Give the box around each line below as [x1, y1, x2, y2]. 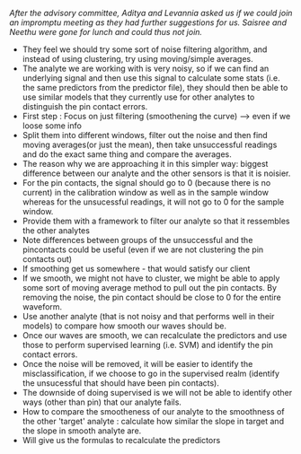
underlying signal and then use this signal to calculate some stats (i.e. [22, 73, 280, 83]
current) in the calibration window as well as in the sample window [22, 188, 270, 197]
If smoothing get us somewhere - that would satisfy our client [22, 264, 251, 274]
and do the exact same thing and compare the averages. [22, 149, 232, 160]
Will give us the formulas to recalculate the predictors [22, 435, 221, 445]
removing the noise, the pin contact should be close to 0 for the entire [22, 292, 281, 302]
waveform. [22, 301, 63, 312]
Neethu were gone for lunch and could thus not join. [9, 27, 203, 37]
